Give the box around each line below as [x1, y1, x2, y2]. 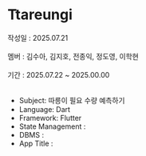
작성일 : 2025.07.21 [7, 33, 69, 42]
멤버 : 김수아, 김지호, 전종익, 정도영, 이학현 [7, 51, 139, 61]
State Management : [18, 122, 86, 131]
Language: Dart [18, 104, 71, 114]
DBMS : [18, 130, 45, 139]
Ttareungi [7, 6, 73, 24]
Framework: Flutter [18, 113, 82, 122]
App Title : [18, 138, 53, 148]
